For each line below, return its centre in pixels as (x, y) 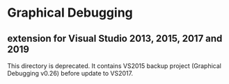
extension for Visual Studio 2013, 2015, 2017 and (115, 39)
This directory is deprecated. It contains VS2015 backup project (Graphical (114, 66)
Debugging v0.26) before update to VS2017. (70, 73)
